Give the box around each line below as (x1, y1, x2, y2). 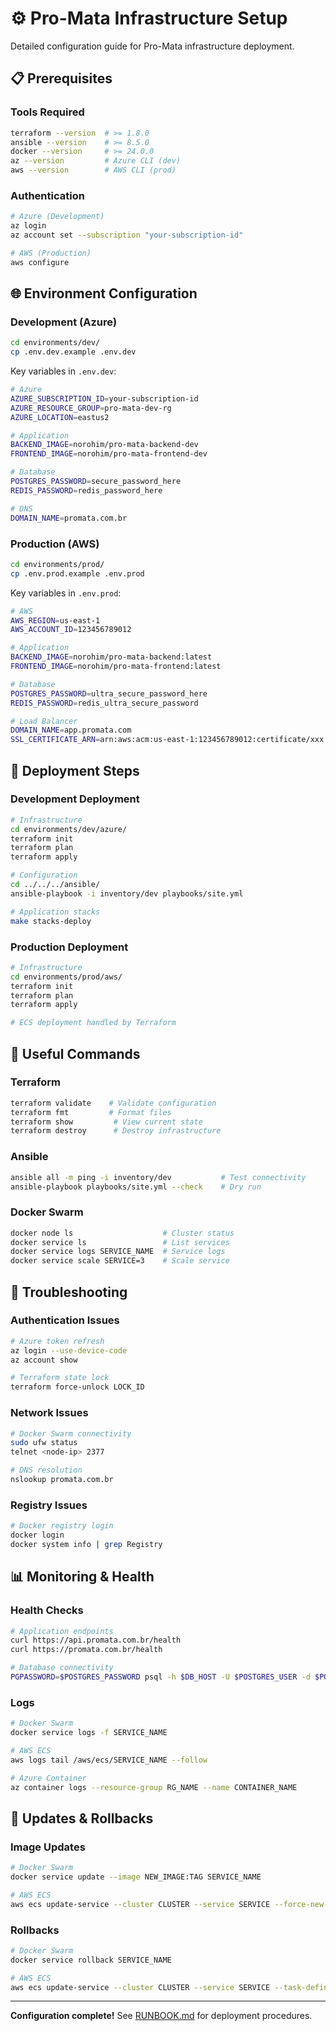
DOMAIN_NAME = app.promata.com (10, 725, 132, 736)
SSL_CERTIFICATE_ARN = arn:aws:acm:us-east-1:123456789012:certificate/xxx (10, 735, 325, 745)
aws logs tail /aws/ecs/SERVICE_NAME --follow (10, 1755, 208, 1765)
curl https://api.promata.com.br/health (10, 1635, 182, 1646)
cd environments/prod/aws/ (10, 972, 123, 982)
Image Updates (10, 1840, 86, 1854)
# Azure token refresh (10, 1336, 105, 1346)
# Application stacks (10, 907, 101, 917)
